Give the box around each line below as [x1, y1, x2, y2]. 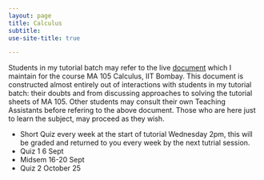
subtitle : [8, 26, 42, 34]
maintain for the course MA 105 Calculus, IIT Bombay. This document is [8, 71, 244, 81]
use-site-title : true [8, 34, 81, 42]
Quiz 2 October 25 [19, 163, 82, 173]
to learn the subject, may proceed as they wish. [8, 114, 166, 124]
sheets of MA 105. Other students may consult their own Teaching [8, 97, 226, 106]
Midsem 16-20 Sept [19, 155, 86, 165]
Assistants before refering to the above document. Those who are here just [8, 106, 256, 115]
